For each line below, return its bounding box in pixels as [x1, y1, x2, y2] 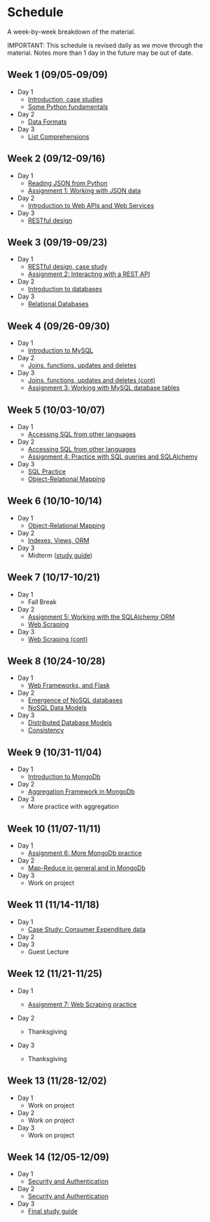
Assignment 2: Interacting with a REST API [27, 270, 150, 278]
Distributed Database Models [27, 718, 112, 727]
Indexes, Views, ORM [27, 536, 90, 544]
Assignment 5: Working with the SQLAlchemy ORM [27, 612, 175, 621]
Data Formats [27, 117, 67, 126]
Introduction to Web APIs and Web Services [27, 201, 155, 209]
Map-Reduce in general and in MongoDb [27, 864, 146, 872]
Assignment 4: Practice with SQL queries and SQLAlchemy [27, 452, 198, 461]
